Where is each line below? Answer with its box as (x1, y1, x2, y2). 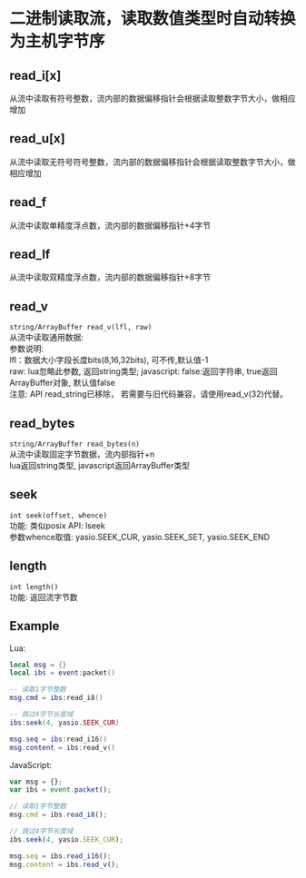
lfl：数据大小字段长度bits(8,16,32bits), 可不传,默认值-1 (9, 355, 209, 366)
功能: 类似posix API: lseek (9, 519, 106, 531)
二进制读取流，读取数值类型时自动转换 (9, 8, 297, 29)
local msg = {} (9, 660, 67, 669)
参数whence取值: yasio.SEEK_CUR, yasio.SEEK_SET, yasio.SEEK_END (9, 531, 271, 542)
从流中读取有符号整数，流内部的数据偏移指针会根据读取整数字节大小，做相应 (9, 93, 296, 104)
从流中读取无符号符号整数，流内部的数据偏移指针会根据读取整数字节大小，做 (9, 156, 296, 167)
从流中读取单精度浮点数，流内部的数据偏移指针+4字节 (9, 220, 212, 231)
